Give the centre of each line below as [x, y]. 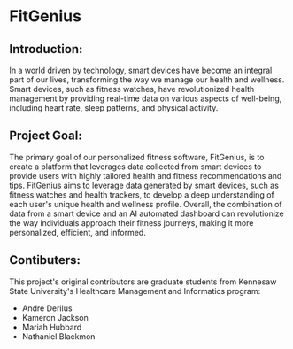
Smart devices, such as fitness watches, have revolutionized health [132, 89]
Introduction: [46, 49]
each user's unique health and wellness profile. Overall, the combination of [146, 204]
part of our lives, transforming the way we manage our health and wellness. [147, 80]
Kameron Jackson [55, 317]
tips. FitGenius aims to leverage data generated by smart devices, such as [144, 185]
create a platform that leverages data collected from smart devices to [135, 167]
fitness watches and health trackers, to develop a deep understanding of [142, 194]
